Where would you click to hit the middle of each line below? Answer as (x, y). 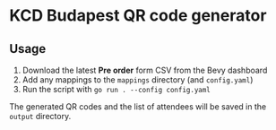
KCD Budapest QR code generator (138, 16)
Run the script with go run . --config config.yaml (116, 89)
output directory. (40, 116)
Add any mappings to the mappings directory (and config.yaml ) (138, 80)
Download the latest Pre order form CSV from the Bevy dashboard (145, 70)
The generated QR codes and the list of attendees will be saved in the (138, 107)
